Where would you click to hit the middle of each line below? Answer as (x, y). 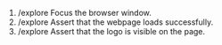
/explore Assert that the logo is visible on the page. (111, 31)
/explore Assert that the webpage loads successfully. (115, 22)
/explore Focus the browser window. (84, 13)
